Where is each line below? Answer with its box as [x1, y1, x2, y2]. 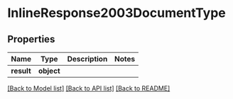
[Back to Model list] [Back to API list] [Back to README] [7, 84, 170, 93]
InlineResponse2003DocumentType [7, 5, 226, 21]
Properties [7, 33, 55, 45]
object [38, 66, 60, 76]
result [11, 66, 32, 76]
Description [67, 54, 108, 64]
